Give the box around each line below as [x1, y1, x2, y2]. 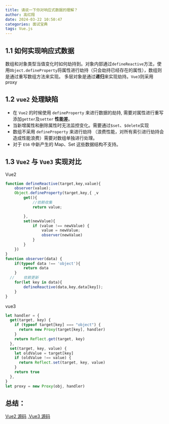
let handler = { [5, 313, 40, 318]
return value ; [32, 204, 62, 209]
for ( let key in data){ [14, 280, 62, 285]
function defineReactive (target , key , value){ [5, 181, 101, 186]
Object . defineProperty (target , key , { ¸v [14, 191, 99, 196]
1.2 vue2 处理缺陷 [5, 95, 58, 104]
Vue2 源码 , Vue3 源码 [5, 413, 51, 419]
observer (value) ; [14, 186, 51, 191]
